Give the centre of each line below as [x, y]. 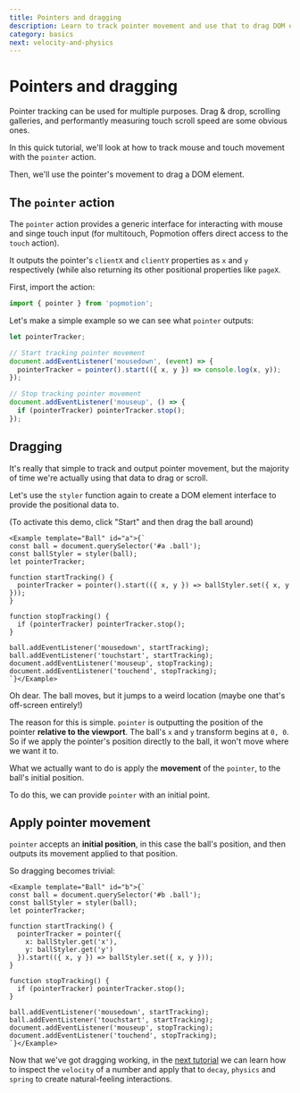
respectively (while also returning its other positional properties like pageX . [145, 270]
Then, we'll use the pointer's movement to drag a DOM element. [127, 174]
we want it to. [34, 750]
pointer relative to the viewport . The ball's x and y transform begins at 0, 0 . [149, 731]
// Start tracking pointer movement [77, 353]
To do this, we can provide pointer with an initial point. [110, 795]
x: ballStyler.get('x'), [71, 942]
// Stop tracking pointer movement [75, 394]
